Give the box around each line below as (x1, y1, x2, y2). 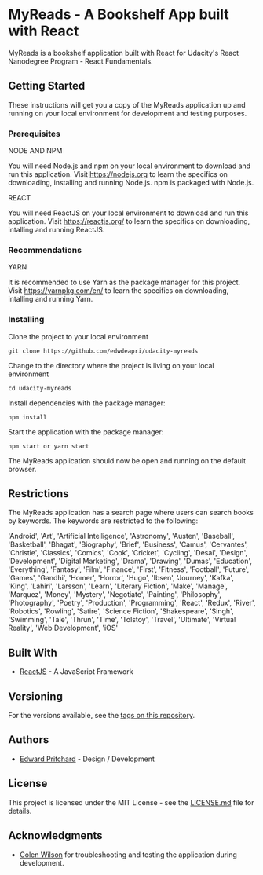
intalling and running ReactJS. (8, 225, 105, 235)
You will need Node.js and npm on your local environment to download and (8, 161, 251, 170)
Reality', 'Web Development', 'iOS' (8, 623, 119, 633)
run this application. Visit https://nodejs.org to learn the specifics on (8, 170, 228, 179)
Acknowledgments (8, 829, 104, 842)
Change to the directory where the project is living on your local (8, 361, 214, 370)
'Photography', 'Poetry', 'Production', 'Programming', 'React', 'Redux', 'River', (8, 599, 256, 608)
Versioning (8, 690, 63, 703)
